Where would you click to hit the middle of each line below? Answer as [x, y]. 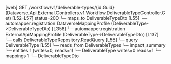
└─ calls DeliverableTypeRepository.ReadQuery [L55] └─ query [72, 40]
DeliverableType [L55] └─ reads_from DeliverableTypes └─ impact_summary [85, 45]
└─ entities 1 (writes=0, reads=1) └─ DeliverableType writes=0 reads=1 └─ [83, 51]
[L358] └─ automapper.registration [89, 29]
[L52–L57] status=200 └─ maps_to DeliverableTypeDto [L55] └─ [80, 18]
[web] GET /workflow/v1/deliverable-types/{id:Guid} [60, 7]
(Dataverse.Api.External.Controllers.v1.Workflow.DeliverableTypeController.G [85, 13]
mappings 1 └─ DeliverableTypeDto [42, 56]
